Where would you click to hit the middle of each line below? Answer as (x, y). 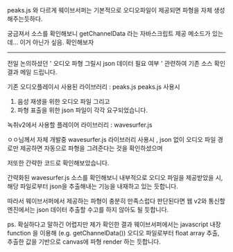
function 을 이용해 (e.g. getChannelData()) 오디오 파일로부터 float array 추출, (113, 233)
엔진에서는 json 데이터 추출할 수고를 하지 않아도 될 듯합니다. (88, 209)
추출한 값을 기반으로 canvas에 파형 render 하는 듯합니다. (84, 242)
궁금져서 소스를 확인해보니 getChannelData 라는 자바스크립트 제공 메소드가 (109, 34)
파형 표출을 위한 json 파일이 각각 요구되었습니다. (82, 110)
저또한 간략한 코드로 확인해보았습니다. (58, 163)
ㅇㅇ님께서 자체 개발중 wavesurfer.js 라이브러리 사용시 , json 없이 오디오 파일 (112, 139)
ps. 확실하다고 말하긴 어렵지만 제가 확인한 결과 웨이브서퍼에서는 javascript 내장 (114, 224)
